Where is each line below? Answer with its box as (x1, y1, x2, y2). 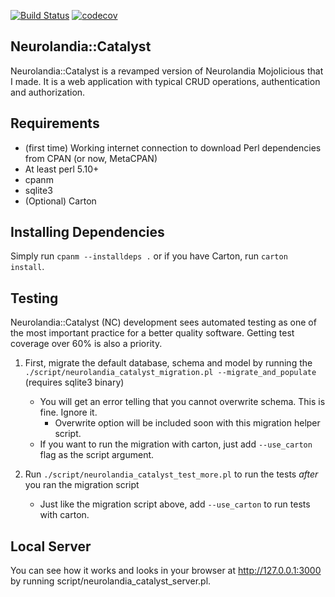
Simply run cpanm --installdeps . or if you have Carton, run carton (10, 250, 288, 262)
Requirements (10, 115, 100, 132)
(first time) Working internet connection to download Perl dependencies (24, 141, 322, 154)
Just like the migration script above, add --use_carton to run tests (39, 498, 311, 510)
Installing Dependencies (10, 224, 165, 241)
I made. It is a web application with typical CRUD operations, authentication (10, 75, 321, 87)
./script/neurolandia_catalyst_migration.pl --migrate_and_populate (24, 368, 317, 378)
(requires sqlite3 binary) (24, 376, 125, 389)
